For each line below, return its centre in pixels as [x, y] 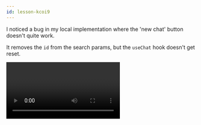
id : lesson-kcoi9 [28, 12]
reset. [14, 53]
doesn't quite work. [31, 35]
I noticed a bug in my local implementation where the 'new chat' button [95, 29]
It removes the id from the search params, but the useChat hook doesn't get [101, 47]
